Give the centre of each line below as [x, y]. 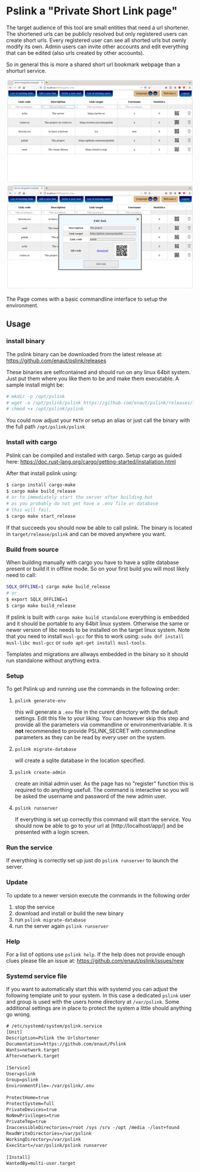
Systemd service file [37, 976]
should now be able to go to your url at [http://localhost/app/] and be [99, 825]
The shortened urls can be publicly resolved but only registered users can [97, 33]
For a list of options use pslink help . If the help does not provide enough [96, 954]
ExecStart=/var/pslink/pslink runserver [57, 1146]
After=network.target [33, 1056]
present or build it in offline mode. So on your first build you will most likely [98, 569]
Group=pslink [22, 1080]
